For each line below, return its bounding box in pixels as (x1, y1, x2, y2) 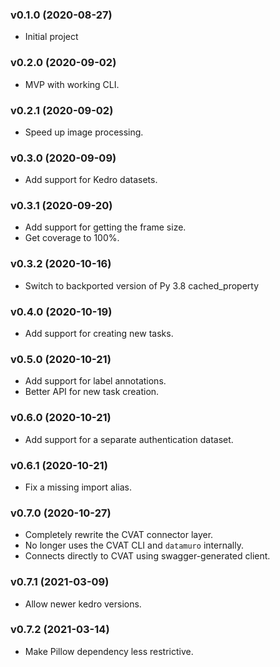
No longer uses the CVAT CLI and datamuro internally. (24, 539, 244, 552)
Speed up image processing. (24, 126, 144, 138)
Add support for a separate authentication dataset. (24, 433, 234, 445)
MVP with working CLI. (24, 78, 120, 90)
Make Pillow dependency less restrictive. (24, 645, 194, 657)
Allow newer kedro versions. (24, 598, 142, 610)
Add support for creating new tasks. (24, 328, 174, 340)
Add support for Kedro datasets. (24, 174, 158, 186)
